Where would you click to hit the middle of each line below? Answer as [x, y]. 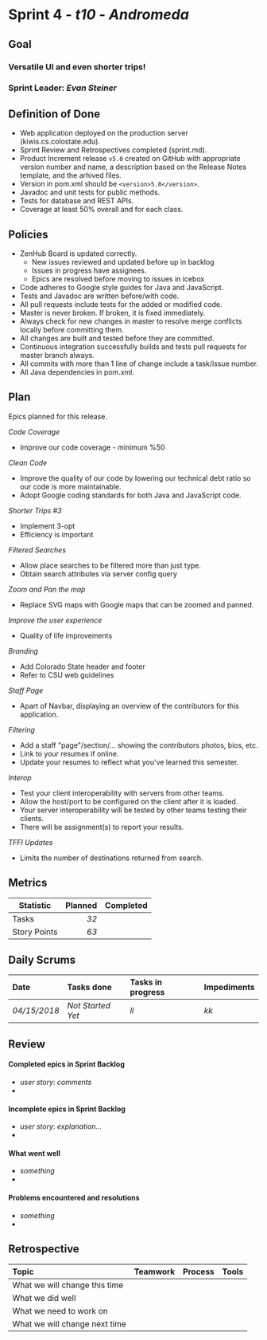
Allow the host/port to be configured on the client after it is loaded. [129, 801]
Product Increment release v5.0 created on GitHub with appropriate [130, 159]
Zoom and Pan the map [47, 589]
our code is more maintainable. [70, 486]
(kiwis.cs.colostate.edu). [60, 142]
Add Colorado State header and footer [82, 666]
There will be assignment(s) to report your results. [102, 827]
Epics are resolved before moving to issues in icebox [118, 279]
